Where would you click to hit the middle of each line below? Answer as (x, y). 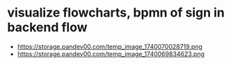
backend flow (47, 27)
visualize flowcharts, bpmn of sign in (116, 13)
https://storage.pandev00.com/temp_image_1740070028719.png (110, 46)
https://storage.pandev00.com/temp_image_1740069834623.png (111, 54)
